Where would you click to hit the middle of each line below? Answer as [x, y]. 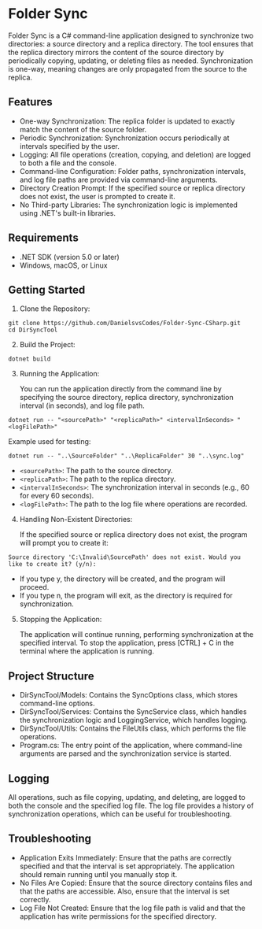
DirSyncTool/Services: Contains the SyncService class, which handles [133, 712]
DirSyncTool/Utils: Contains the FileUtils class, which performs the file [133, 728]
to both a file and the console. [68, 163]
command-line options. [57, 703]
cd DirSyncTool [33, 330]
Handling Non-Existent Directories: [76, 520]
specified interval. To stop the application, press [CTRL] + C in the [127, 643]
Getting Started [47, 289]
